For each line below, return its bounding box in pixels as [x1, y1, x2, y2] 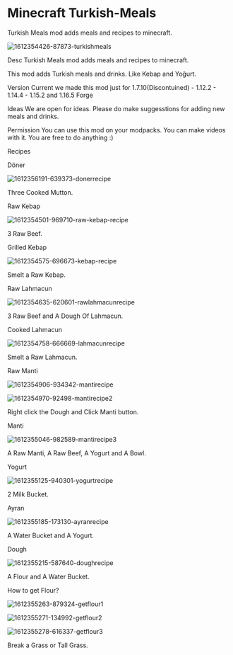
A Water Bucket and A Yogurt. [7, 531, 94, 540]
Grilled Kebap [7, 243, 47, 251]
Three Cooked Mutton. [7, 188, 73, 196]
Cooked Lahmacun [7, 325, 62, 334]
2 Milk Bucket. [7, 490, 49, 499]
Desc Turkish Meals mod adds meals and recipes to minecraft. [7, 55, 189, 64]
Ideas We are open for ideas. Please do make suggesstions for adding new [7, 104, 225, 113]
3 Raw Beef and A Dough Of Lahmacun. [7, 312, 124, 320]
